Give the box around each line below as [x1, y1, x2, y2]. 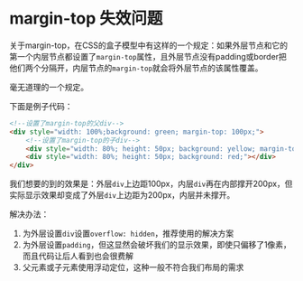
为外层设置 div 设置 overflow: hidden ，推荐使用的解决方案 [22, 228, 234, 239]
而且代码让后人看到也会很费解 [22, 250, 133, 262]
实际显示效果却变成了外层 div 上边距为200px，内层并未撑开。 [9, 190, 235, 201]
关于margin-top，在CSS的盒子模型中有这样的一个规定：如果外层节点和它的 [9, 40, 289, 51]
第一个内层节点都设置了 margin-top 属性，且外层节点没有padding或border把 [9, 51, 287, 61]
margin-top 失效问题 [9, 8, 163, 29]
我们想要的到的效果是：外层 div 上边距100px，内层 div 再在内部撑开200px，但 [9, 178, 293, 190]
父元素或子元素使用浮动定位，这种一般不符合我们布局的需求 [22, 262, 244, 273]
